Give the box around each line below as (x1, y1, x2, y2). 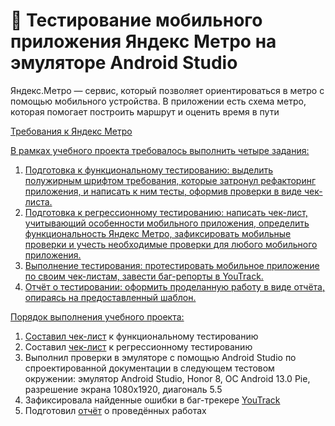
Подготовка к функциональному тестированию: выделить (24, 164, 274, 176)
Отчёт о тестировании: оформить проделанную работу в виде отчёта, (24, 280, 326, 293)
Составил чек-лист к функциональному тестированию (24, 330, 259, 342)
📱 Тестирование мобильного (10, 9, 263, 32)
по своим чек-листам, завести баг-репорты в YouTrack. (24, 270, 264, 282)
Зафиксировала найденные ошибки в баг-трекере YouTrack (24, 394, 281, 406)
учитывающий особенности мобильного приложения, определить (24, 217, 310, 229)
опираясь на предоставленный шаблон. (24, 291, 197, 303)
